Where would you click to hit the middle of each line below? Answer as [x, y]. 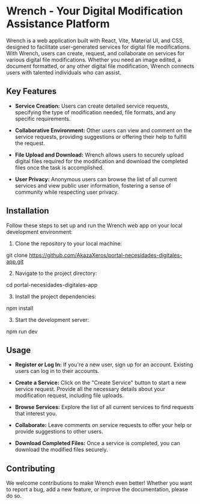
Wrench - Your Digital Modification [95, 11]
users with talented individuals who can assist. [64, 72]
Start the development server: [52, 319]
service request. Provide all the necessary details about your [90, 389]
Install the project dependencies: [56, 297]
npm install [20, 308]
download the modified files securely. [61, 450]
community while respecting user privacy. [67, 192]
